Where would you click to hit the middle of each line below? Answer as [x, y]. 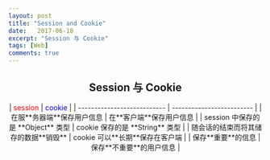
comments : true [34, 53]
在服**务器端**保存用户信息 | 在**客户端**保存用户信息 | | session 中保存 [132, 117]
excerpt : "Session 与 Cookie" [58, 38]
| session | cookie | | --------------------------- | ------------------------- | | [135, 107]
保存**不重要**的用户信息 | [135, 147]
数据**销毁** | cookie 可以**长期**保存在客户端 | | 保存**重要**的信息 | [142, 137]
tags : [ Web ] [28, 46]
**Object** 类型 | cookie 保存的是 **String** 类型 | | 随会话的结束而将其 [136, 127]
